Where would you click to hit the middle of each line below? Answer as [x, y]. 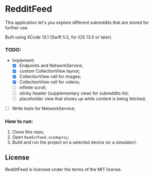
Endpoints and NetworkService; [51, 66]
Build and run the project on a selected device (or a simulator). [75, 142]
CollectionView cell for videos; [50, 82]
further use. [17, 27]
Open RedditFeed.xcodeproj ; [41, 137]
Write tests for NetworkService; [44, 108]
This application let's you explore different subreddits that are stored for [77, 22]
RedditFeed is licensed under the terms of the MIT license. [64, 169]
